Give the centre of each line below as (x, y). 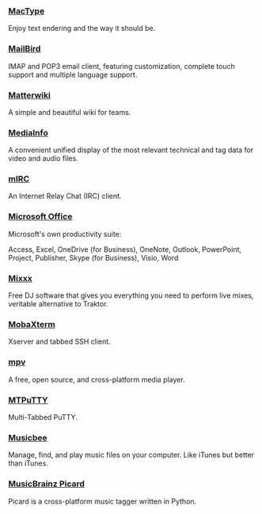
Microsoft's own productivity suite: (65, 234)
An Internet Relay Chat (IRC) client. (65, 196)
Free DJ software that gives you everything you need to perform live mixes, (131, 295)
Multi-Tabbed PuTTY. (43, 417)
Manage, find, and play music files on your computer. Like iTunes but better (131, 455)
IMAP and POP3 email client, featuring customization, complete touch (122, 66)
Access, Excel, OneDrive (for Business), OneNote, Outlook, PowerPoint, (125, 249)
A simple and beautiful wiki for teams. (70, 112)
